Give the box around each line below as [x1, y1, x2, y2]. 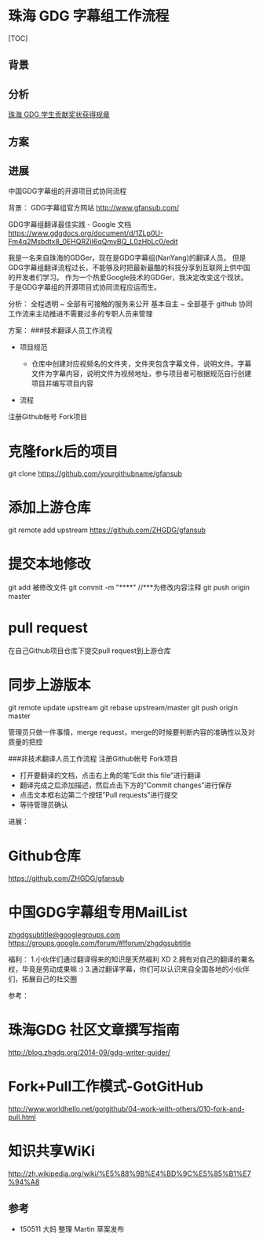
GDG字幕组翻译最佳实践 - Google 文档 [8, 220, 132, 229]
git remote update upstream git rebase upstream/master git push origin [8, 703, 238, 713]
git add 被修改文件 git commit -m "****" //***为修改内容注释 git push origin [8, 582, 250, 593]
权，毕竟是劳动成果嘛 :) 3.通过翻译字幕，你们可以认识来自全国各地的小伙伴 [8, 964, 250, 973]
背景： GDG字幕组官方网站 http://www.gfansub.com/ [8, 203, 180, 213]
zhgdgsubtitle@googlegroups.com [8, 929, 121, 939]
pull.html [8, 1112, 37, 1122]
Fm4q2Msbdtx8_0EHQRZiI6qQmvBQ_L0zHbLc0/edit [8, 237, 178, 246]
